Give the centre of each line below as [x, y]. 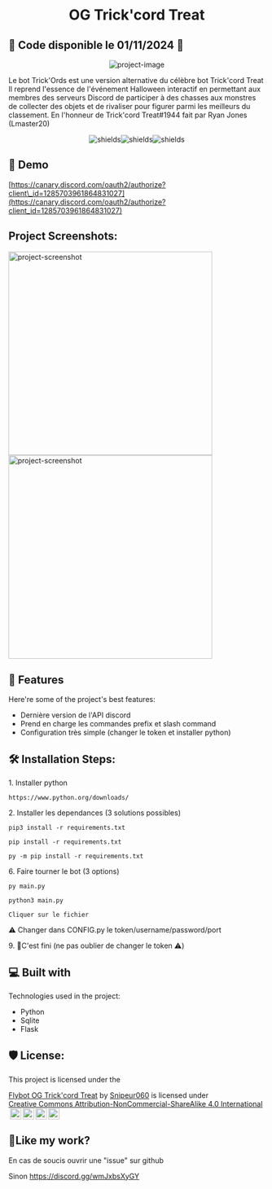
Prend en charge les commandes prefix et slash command [118, 724]
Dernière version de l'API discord [75, 715]
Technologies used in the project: [64, 996]
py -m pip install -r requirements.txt [76, 857]
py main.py [27, 886]
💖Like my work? [50, 1141]
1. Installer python [38, 783]
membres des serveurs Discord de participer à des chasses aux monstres [132, 98]
